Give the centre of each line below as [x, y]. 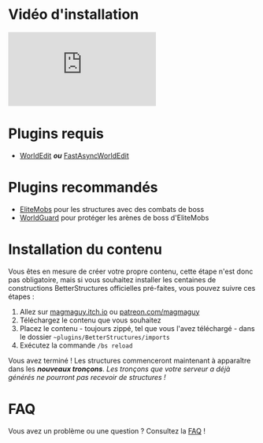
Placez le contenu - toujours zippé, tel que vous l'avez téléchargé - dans [137, 328]
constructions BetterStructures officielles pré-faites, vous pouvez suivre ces [132, 288]
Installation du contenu [85, 249]
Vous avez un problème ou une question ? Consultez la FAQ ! [107, 430]
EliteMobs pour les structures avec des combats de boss [112, 209]
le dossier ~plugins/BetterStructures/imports [95, 337]
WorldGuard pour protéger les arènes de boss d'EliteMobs [114, 218]
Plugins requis [56, 134]
